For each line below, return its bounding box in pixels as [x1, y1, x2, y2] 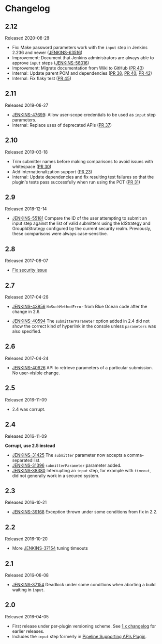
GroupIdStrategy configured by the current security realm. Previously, [12, 226, 151, 231]
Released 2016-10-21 [5, 499, 47, 505]
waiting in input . [12, 587, 45, 593]
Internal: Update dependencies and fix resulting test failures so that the [12, 174, 154, 180]
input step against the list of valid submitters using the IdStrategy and [12, 220, 151, 226]
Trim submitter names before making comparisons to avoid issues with [12, 158, 153, 164]
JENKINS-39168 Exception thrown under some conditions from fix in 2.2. [12, 509, 158, 515]
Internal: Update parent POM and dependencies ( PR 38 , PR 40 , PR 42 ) [12, 70, 152, 76]
